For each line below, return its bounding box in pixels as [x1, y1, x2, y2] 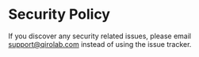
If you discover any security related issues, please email [8, 31, 192, 41]
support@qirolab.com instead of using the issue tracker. [8, 39, 192, 48]
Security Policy [8, 5, 111, 23]
